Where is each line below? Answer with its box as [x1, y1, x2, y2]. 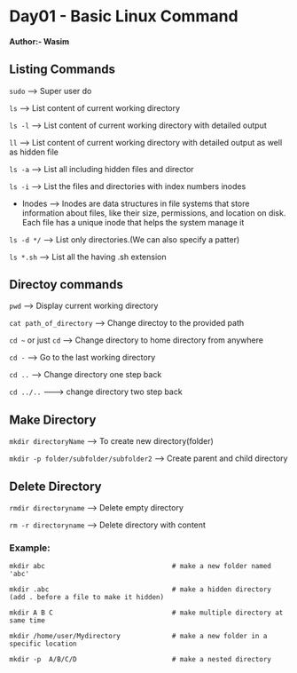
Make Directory [9, 412, 97, 427]
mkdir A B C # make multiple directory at [9, 608, 284, 618]
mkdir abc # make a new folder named [9, 562, 272, 571]
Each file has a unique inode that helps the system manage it [21, 217, 245, 227]
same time [9, 616, 46, 625]
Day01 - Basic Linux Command [9, 6, 238, 27]
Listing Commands [9, 62, 116, 77]
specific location [9, 639, 77, 649]
